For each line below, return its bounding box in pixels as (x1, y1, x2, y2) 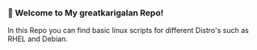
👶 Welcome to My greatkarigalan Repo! (7, 7, 164, 19)
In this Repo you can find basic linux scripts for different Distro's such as (7, 26, 250, 35)
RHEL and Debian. (7, 34, 68, 44)
